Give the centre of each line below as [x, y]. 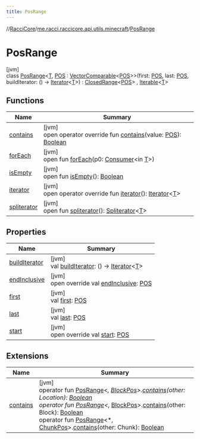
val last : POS [68, 317]
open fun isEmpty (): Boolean [84, 176]
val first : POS [69, 300]
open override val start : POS [90, 335]
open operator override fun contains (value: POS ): [112, 135]
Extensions [27, 356]
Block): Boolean [61, 412]
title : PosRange [26, 12]
